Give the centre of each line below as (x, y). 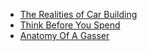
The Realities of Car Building (78, 14)
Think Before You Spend (70, 25)
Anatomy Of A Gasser (64, 35)
